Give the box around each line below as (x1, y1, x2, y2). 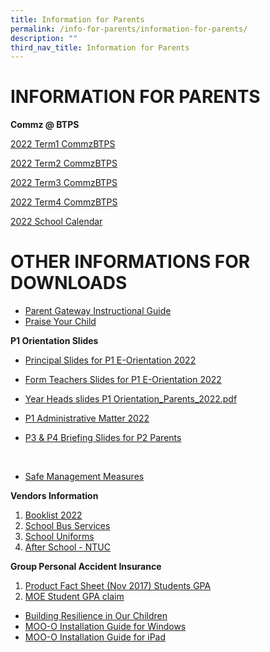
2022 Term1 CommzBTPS (10, 138, 116, 150)
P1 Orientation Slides (10, 335, 99, 347)
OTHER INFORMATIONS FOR (10, 251, 251, 273)
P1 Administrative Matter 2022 (24, 412, 150, 425)
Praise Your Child (24, 316, 97, 328)
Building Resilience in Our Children (24, 610, 168, 622)
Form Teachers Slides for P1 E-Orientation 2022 (24, 374, 222, 386)
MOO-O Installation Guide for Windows (24, 621, 187, 633)
